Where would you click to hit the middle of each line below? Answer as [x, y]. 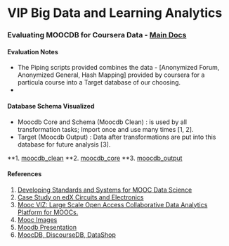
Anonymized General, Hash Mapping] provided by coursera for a [111, 75]
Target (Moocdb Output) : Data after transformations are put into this [117, 137]
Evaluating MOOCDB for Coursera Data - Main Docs [97, 35]
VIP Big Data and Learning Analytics [115, 13]
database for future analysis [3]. [64, 144]
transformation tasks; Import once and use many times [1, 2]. [105, 129]
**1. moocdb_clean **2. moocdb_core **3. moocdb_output [95, 158]
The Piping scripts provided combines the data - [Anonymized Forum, [118, 68]
